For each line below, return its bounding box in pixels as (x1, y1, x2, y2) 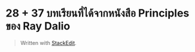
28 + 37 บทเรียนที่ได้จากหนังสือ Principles (5, 6, 190, 20)
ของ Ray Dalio (5, 19, 71, 33)
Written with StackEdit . (20, 39, 77, 46)
